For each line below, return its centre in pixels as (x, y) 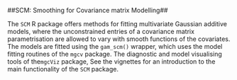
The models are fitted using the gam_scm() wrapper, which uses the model (115, 46)
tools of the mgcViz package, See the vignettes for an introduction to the (111, 62)
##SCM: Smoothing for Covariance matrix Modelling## (88, 10)
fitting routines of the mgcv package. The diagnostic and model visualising (115, 54)
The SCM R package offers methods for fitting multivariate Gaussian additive (117, 24)
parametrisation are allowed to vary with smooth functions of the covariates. (119, 39)
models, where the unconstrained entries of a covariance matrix (101, 32)
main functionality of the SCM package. (63, 69)
